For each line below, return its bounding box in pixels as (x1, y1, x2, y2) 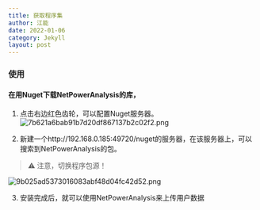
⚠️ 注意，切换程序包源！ (27, 161, 107, 170)
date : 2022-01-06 (8, 26, 66, 34)
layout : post (8, 41, 52, 49)
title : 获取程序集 (8, 11, 63, 20)
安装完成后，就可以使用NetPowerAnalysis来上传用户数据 (19, 193, 205, 203)
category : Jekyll (8, 33, 66, 42)
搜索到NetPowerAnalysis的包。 (19, 144, 121, 154)
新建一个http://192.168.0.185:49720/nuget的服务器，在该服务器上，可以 (19, 134, 252, 143)
